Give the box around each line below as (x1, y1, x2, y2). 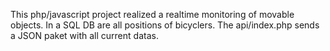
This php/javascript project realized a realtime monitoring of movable (10, 9, 295, 20)
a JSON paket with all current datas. (10, 30, 159, 41)
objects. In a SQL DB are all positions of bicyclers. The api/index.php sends (10, 19, 320, 31)
